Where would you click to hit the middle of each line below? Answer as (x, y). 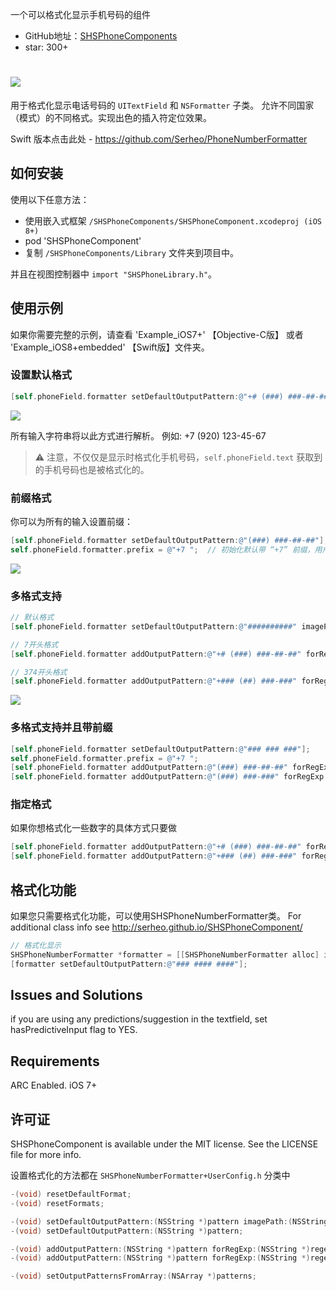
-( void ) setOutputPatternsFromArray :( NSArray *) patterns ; (133, 1276)
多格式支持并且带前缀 (61, 728)
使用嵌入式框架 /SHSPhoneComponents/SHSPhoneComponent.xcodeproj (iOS (173, 220)
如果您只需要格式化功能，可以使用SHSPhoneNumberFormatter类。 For (156, 915)
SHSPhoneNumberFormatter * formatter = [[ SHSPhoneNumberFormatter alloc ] (165, 954)
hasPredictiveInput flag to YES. (74, 1030)
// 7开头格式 (34, 644)
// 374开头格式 (39, 672)
